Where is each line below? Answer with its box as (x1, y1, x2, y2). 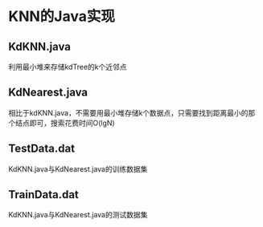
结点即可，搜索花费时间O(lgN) (14, 118, 115, 128)
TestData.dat (8, 142, 75, 156)
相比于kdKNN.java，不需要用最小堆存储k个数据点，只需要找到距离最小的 (8, 107, 249, 117)
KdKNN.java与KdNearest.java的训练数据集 (8, 164, 148, 173)
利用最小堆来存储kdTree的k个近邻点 (8, 62, 127, 71)
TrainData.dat (8, 188, 79, 201)
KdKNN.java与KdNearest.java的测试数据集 (8, 210, 148, 220)
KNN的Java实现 (8, 7, 115, 26)
